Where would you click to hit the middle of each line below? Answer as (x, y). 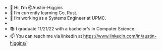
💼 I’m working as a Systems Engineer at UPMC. (58, 18)
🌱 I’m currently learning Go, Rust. (44, 13)
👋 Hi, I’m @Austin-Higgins (36, 8)
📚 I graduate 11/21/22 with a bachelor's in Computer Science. (73, 29)
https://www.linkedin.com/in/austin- (120, 36)
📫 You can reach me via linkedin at (46, 36)
